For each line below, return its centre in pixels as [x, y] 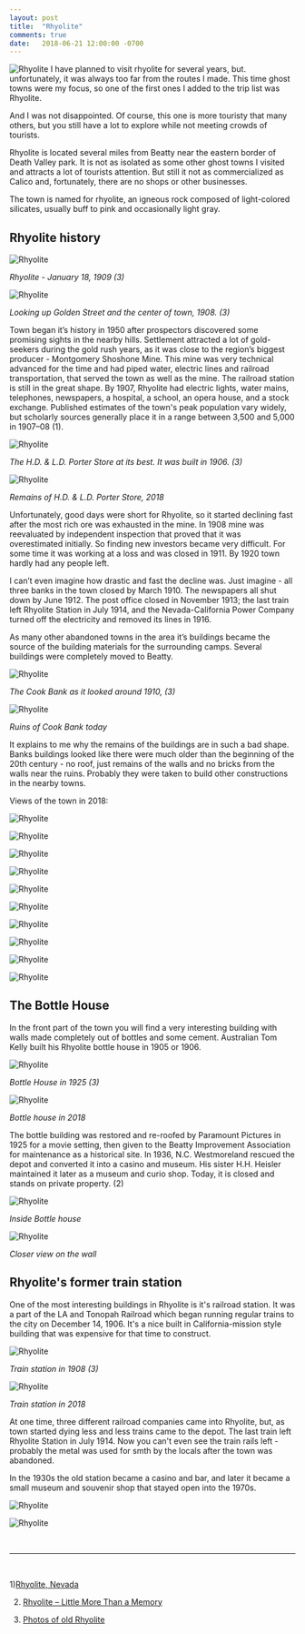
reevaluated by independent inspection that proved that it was [125, 534]
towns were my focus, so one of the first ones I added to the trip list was [145, 88]
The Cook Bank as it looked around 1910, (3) [93, 691]
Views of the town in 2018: [59, 801]
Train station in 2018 [48, 1404]
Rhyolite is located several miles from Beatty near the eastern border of [143, 153]
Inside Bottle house [45, 1218]
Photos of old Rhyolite [64, 1619]
